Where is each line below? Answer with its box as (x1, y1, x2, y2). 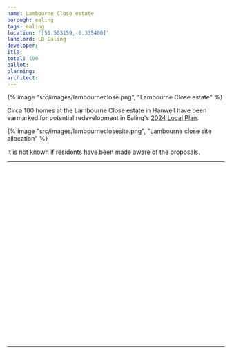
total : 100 (7, 55, 39, 62)
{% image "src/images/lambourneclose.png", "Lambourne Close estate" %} (7, 93, 223, 101)
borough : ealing (7, 17, 54, 23)
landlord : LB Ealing (7, 36, 67, 43)
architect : (7, 74, 39, 81)
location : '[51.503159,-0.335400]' (7, 29, 110, 37)
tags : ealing (7, 23, 45, 30)
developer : (7, 42, 39, 49)
